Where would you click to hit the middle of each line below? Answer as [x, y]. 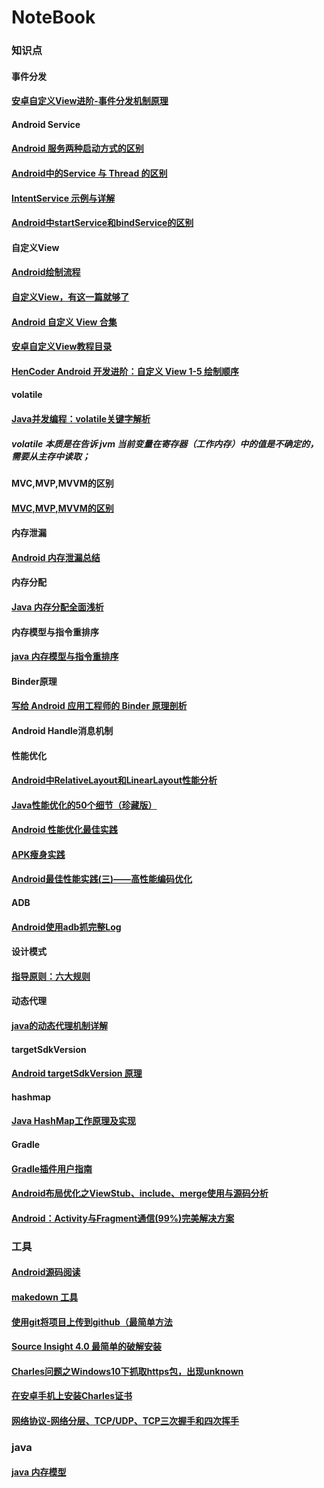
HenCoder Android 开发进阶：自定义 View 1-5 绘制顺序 [125, 371]
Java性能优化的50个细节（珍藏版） [84, 805]
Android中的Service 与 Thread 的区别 [89, 173]
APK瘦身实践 [38, 854]
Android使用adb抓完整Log [66, 927]
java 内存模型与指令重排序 [65, 657]
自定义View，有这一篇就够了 [70, 297]
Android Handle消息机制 [62, 730]
